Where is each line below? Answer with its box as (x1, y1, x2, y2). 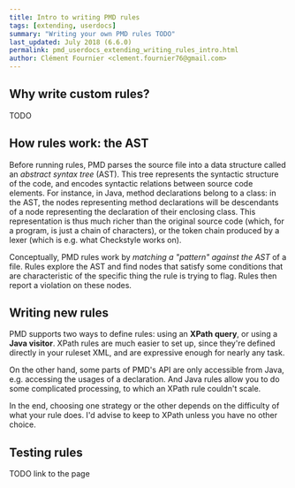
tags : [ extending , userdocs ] (9, 21, 117, 30)
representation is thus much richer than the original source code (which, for (9, 216, 284, 226)
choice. (9, 419, 37, 430)
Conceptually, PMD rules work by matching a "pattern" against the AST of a (9, 251, 287, 262)
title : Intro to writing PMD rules (9, 12, 140, 22)
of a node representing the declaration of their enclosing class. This (9, 206, 256, 217)
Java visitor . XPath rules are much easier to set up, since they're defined (9, 338, 276, 349)
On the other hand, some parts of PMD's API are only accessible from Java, (9, 364, 284, 376)
